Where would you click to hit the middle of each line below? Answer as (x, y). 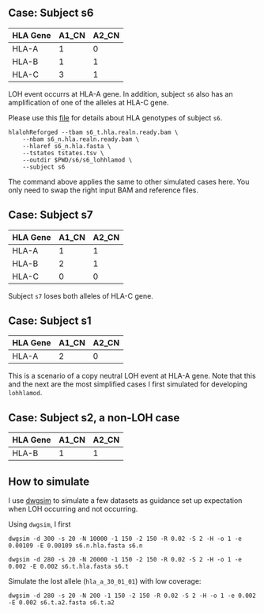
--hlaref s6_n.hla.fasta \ (67, 146)
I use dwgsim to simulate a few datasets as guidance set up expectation (125, 501)
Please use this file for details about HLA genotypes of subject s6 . (115, 117)
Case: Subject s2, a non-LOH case (94, 418)
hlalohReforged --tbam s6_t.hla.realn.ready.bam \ (93, 132)
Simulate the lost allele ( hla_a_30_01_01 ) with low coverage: (105, 581)
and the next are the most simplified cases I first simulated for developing (128, 384)
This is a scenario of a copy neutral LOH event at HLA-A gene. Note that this (132, 376)
